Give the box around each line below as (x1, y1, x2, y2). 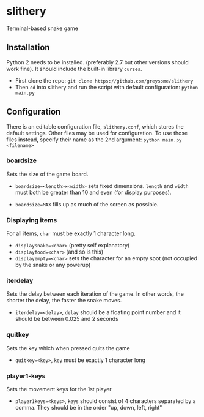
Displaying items (6, 216, 57, 224)
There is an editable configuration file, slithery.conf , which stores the (6, 122, 184, 130)
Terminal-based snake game (6, 24, 78, 32)
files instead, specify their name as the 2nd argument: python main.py (6, 136, 182, 143)
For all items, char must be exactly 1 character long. (6, 230, 136, 237)
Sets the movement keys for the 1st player (6, 386, 112, 393)
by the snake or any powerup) (15, 261, 91, 269)
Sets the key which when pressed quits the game (6, 344, 130, 351)
